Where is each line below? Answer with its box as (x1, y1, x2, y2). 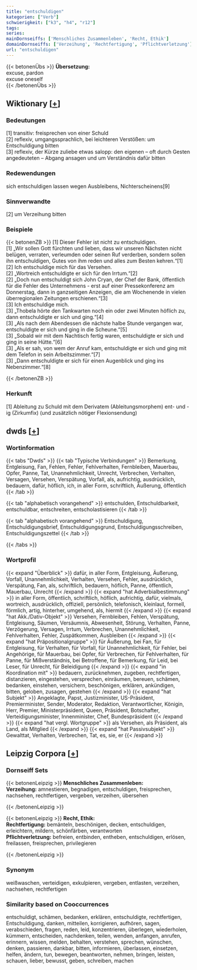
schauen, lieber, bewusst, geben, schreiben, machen (6, 957, 134, 964)
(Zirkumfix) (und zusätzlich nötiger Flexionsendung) (11, 409, 138, 416)
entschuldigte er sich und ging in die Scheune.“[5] (6, 326, 128, 333)
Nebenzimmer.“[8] (6, 364, 51, 371)
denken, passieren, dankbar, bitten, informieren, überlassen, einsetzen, (6, 944, 178, 952)
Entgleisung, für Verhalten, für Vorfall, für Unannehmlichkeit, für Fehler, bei (6, 644, 186, 651)
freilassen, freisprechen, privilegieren (6, 840, 97, 847)
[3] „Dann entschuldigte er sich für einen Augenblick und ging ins (6, 357, 164, 364)
